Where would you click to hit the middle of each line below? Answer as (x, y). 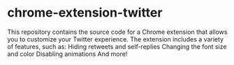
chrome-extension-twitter (85, 13)
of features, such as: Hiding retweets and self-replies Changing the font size (117, 46)
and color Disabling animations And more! (67, 54)
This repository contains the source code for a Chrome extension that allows (117, 32)
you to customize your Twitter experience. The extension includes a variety (116, 39)
